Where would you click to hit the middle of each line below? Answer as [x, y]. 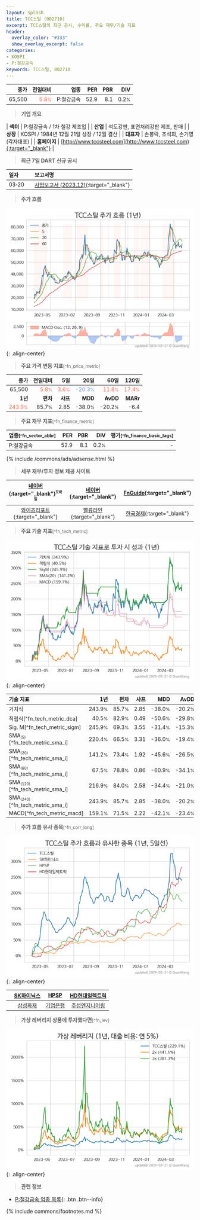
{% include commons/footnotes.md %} [54, 1211]
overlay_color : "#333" [40, 38]
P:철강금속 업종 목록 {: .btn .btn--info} [59, 1199]
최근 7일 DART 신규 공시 [49, 160]
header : [16, 32]
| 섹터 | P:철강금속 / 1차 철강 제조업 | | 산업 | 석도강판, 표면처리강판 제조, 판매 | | [98, 126]
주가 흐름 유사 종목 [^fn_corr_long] [57, 827]
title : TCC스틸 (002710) [36, 19]
